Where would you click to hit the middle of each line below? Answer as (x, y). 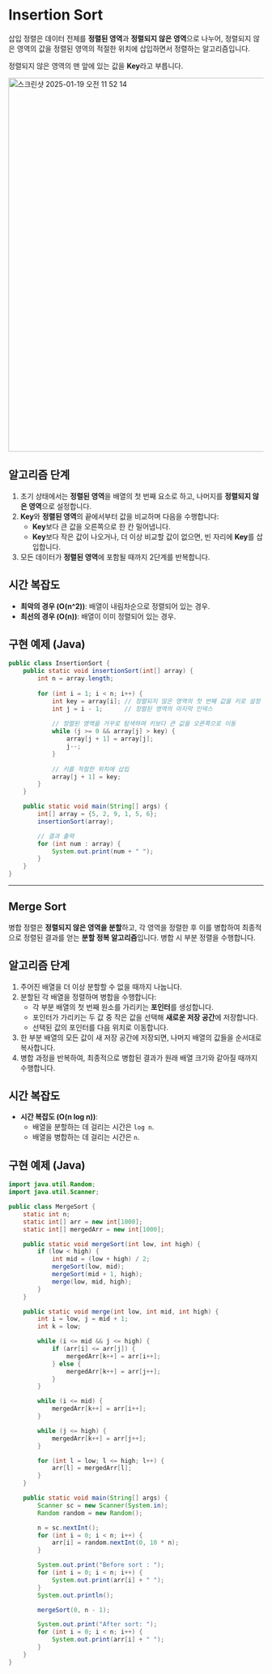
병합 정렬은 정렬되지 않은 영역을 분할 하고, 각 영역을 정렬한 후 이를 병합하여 (124, 927)
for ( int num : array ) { (79, 843)
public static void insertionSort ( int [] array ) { (108, 671)
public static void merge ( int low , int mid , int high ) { (121, 1312)
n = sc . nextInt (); (68, 1528)
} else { (66, 1364)
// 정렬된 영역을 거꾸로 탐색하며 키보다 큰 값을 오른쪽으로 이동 (144, 724)
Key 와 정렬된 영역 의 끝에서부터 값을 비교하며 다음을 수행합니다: (119, 516)
